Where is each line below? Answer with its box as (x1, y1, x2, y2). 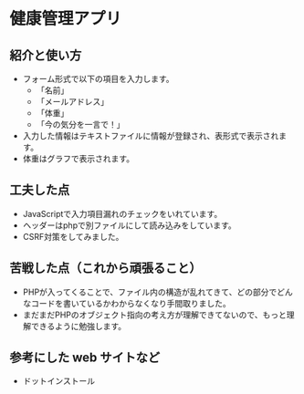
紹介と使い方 (9, 47, 82, 63)
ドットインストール (22, 376, 96, 387)
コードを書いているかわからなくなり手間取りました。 (30, 297, 231, 308)
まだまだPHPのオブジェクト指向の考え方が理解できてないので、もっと (22, 309, 288, 320)
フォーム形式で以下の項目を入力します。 (22, 74, 174, 84)
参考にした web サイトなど (9, 350, 161, 366)
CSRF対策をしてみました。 (22, 231, 124, 242)
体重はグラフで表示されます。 (22, 153, 135, 164)
